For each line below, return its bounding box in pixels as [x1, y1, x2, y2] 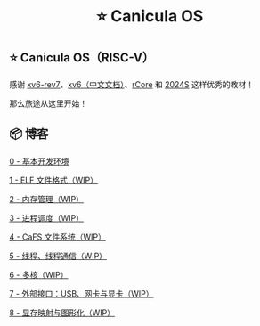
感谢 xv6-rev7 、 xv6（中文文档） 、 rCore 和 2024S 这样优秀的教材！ [9, 79, 255, 89]
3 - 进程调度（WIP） [9, 212, 85, 223]
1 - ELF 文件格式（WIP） [9, 175, 99, 185]
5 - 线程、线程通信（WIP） [9, 250, 108, 261]
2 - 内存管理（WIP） [9, 193, 85, 204]
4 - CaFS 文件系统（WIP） [9, 232, 107, 242]
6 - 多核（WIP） [9, 269, 69, 280]
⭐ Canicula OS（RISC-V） [9, 50, 154, 65]
